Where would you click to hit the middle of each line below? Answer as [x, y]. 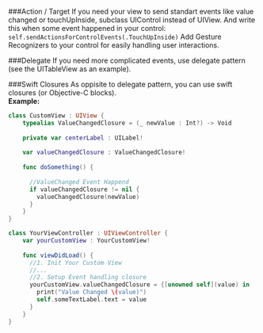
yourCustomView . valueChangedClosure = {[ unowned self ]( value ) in [139, 285]
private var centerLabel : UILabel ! [83, 138]
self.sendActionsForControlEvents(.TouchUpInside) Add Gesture [115, 36]
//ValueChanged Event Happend [79, 182]
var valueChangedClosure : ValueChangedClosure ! [104, 153]
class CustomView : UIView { [56, 116]
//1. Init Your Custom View [76, 262]
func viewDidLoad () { [58, 255]
